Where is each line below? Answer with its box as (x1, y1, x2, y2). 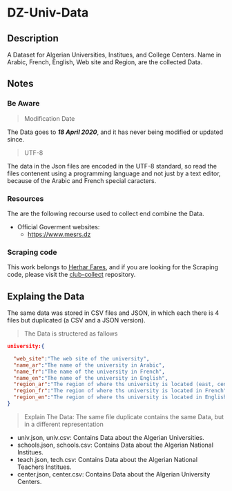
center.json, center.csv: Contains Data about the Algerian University (17, 470, 211, 478)
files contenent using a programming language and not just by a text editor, (7, 169, 221, 177)
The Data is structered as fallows (23, 329, 118, 338)
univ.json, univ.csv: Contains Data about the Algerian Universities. (17, 433, 205, 441)
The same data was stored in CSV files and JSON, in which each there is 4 (7, 309, 220, 317)
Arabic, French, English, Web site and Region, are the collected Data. (7, 58, 203, 66)
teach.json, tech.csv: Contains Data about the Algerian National (17, 455, 198, 463)
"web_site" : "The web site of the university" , (13, 355, 150, 362)
